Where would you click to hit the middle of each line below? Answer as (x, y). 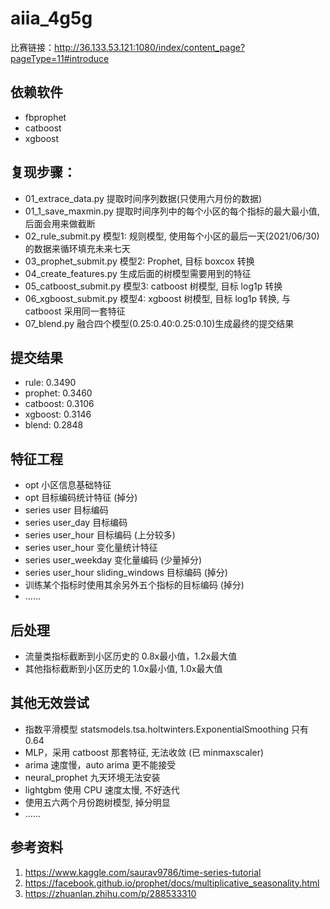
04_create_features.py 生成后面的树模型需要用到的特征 (138, 273)
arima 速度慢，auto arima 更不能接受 (100, 764)
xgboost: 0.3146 (58, 414)
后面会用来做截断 (60, 223)
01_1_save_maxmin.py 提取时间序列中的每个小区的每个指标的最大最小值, (172, 211)
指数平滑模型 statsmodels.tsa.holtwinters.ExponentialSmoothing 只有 (166, 729)
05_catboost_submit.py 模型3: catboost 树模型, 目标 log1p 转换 (153, 286)
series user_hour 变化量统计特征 (91, 548)
